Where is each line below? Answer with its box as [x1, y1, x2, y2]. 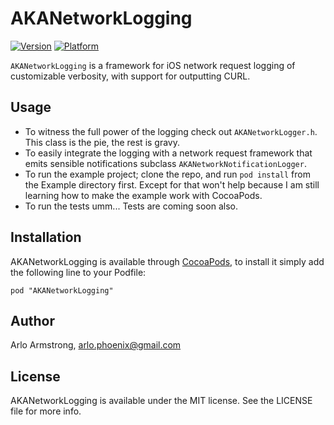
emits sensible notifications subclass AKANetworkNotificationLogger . [24, 157, 307, 169]
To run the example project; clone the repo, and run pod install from [24, 168, 311, 180]
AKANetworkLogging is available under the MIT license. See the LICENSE [10, 395, 313, 407]
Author [10, 312, 55, 329]
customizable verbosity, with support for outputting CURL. [10, 70, 251, 82]
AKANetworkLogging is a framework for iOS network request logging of [10, 59, 296, 71]
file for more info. [10, 405, 82, 417]
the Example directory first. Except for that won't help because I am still [24, 178, 320, 191]
